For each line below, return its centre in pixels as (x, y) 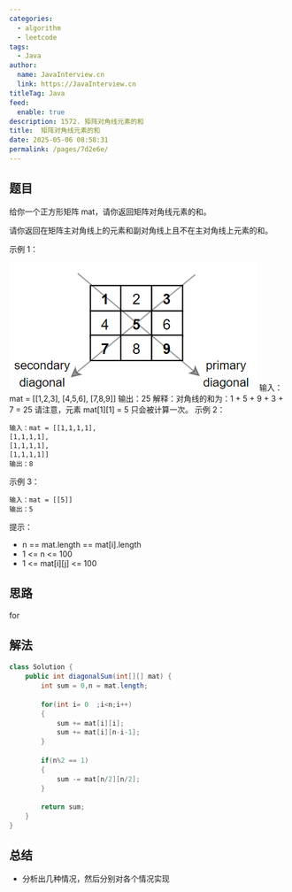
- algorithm (39, 28)
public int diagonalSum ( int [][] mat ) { (99, 677)
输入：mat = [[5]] (41, 500)
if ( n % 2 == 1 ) (65, 761)
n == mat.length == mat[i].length (81, 544)
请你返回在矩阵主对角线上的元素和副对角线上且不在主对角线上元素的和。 (141, 230)
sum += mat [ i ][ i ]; (90, 723)
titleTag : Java (37, 93)
